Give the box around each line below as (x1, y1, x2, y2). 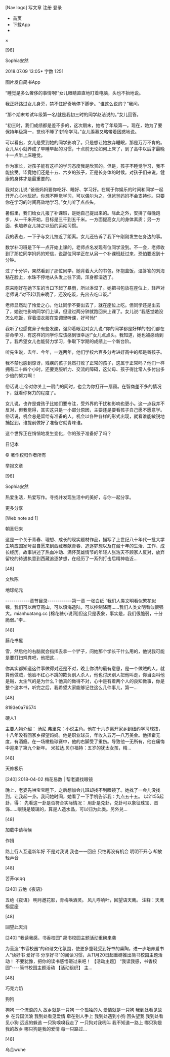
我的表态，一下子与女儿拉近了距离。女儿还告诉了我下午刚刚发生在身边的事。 (5, 233, 165, 239)
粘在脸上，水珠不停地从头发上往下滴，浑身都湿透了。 (5, 274, 116, 280)
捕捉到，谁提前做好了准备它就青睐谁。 (5, 420, 85, 425)
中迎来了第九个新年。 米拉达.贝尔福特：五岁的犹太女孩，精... (5, 745, 132, 751)
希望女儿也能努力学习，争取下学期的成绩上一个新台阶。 (18, 338, 134, 344)
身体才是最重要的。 (14, 176, 54, 181)
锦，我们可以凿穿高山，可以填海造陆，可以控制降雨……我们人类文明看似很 (5, 604, 159, 610)
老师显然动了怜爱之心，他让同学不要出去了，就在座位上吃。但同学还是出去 (5, 302, 160, 308)
